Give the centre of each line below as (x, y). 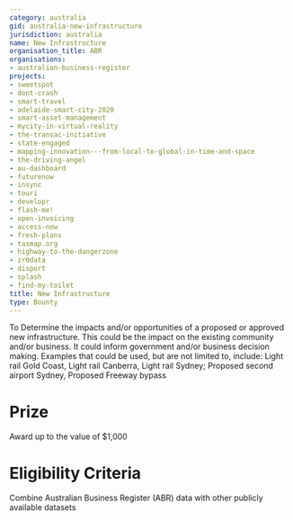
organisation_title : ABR (56, 51)
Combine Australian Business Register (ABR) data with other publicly (136, 498)
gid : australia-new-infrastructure (76, 26)
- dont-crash (34, 93)
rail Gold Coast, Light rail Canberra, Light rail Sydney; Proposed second (142, 366)
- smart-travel (38, 101)
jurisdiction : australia (56, 34)
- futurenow (31, 176)
